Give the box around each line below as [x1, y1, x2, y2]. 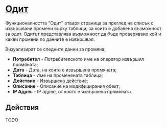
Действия [5, 103, 39, 112]
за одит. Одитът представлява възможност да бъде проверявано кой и [5, 31, 161, 37]
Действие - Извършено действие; [12, 78, 88, 84]
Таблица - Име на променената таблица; [12, 72, 103, 78]
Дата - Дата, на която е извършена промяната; [12, 67, 117, 73]
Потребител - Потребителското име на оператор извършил [12, 56, 145, 62]
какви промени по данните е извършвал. [5, 36, 96, 42]
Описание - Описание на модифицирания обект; [12, 83, 120, 89]
